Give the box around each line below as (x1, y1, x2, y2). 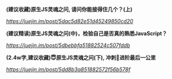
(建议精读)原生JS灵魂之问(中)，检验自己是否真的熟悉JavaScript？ (6, 30, 167, 37)
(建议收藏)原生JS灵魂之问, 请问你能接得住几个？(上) (6, 6, 133, 12)
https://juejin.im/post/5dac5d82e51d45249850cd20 (6, 18, 133, 24)
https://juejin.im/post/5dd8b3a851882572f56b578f (6, 66, 130, 73)
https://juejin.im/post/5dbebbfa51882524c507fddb (6, 42, 130, 49)
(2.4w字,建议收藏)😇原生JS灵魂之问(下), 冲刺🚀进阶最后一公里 (6, 54, 156, 61)
